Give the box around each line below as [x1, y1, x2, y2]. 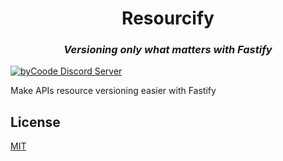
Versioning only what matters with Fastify [63, 43, 273, 57]
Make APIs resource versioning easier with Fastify [10, 85, 217, 97]
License [10, 113, 61, 131]
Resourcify [121, 7, 215, 30]
